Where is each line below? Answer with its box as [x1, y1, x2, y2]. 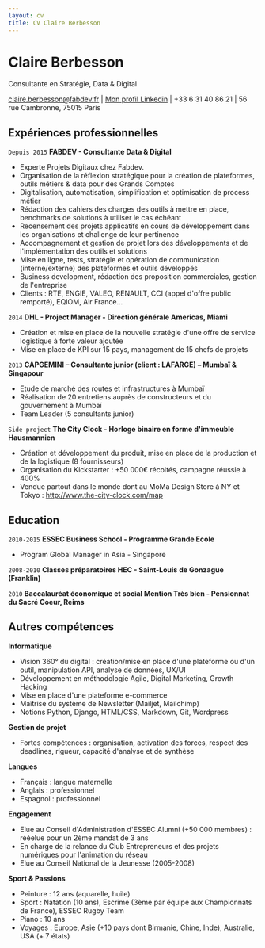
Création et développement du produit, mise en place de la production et [19, 449, 257, 458]
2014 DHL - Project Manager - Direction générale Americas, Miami [8, 312, 228, 322]
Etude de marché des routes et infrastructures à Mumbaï [19, 384, 205, 393]
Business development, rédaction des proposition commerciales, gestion [19, 272, 257, 281]
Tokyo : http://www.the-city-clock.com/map [19, 491, 164, 500]
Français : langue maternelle [19, 777, 112, 786]
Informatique [8, 641, 53, 651]
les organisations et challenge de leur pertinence [19, 230, 180, 239]
